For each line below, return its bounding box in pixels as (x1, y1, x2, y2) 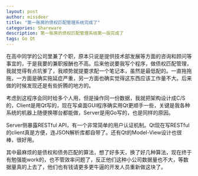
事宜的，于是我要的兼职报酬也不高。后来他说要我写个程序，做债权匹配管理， (6, 60, 192, 67)
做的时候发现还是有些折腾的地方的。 (6, 82, 94, 89)
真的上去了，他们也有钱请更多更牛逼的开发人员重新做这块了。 (16, 164, 166, 170)
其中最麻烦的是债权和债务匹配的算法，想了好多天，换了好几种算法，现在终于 (6, 149, 192, 155)
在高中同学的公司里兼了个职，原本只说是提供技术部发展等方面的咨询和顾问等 (6, 53, 192, 59)
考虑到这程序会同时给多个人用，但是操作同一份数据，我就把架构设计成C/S (6, 94, 186, 101)
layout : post (6, 8, 38, 15)
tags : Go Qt (6, 36, 35, 42)
